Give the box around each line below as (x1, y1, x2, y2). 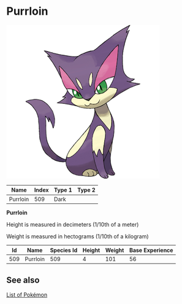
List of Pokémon (6, 291, 48, 298)
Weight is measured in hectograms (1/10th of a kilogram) (6, 233, 149, 240)
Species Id (50, 246, 78, 254)
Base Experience (129, 246, 173, 254)
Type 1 (54, 186, 72, 194)
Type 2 (77, 186, 96, 194)
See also (6, 275, 40, 285)
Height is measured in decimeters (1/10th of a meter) (6, 221, 139, 228)
